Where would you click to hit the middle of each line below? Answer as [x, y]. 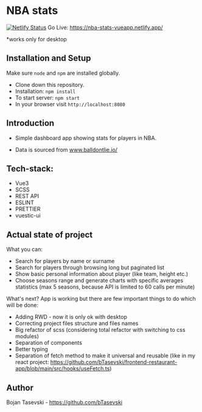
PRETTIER [28, 209]
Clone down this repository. [50, 84]
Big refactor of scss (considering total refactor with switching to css [100, 330]
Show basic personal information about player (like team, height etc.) [102, 274]
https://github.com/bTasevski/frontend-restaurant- [114, 362]
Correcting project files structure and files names [77, 323]
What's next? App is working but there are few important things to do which [101, 299]
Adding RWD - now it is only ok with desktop [71, 317]
